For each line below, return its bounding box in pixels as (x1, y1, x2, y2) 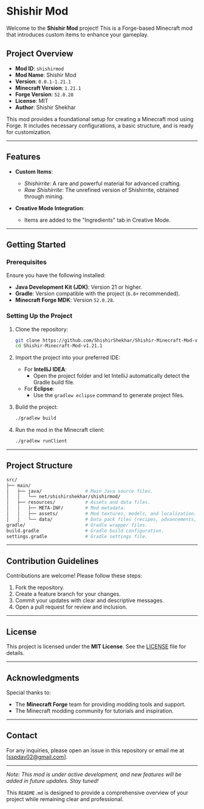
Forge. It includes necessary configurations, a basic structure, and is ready (6, 122, 194, 129)
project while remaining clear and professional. (6, 795, 124, 802)
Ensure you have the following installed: (6, 272, 106, 279)
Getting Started (6, 239, 66, 250)
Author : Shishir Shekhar (15, 104, 76, 111)
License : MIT (15, 97, 49, 104)
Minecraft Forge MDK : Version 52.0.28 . (15, 297, 115, 304)
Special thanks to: (6, 688, 52, 696)
